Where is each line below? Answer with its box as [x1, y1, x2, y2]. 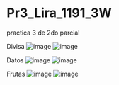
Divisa [6, 42, 25, 50]
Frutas [6, 69, 25, 78]
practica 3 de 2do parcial [6, 28, 80, 37]
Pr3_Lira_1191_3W [6, 5, 112, 21]
